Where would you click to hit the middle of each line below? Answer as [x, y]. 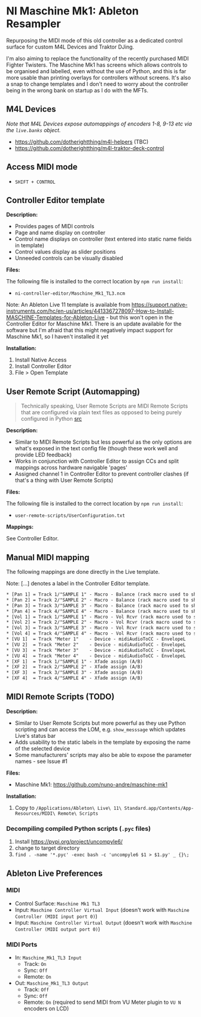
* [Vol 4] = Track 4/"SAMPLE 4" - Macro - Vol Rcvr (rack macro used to [99, 634]
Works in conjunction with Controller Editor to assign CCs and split [97, 461]
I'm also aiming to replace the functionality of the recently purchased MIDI [98, 58]
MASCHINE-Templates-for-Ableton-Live [55, 318]
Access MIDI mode [42, 167]
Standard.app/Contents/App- [159, 808]
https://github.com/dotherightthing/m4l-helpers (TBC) [82, 142]
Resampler [33, 24]
